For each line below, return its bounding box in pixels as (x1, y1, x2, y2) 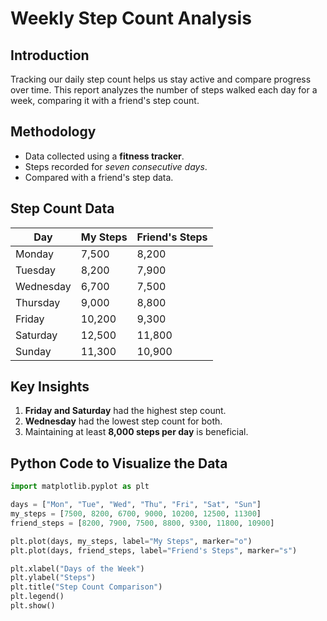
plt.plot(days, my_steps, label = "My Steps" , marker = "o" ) (10, 536, 253, 546)
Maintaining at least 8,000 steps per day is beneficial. (24, 426, 249, 438)
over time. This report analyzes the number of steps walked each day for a (10, 84, 318, 96)
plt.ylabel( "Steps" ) (10, 573, 97, 583)
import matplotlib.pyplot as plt (10, 482, 150, 492)
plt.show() (10, 601, 56, 611)
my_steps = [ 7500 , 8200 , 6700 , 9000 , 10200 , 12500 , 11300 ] (10, 509, 262, 519)
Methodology (10, 123, 97, 141)
